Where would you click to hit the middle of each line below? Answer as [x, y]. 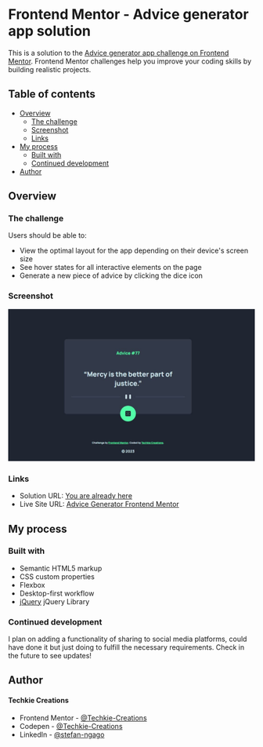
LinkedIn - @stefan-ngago [62, 734]
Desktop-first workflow [57, 593]
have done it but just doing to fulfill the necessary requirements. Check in [126, 647]
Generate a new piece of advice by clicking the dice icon [111, 275]
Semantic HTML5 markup [61, 568]
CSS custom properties [57, 576]
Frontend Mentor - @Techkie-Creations [83, 718]
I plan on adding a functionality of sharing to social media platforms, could [128, 639]
